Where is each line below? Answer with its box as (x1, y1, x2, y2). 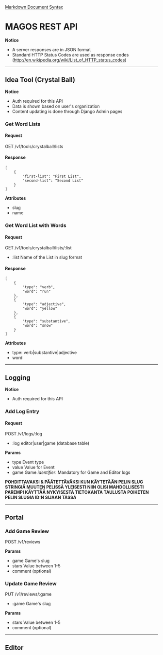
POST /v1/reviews (5, 539, 41, 545)
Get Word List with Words (5, 222, 66, 228)
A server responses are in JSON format (12, 46, 91, 53)
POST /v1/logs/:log (5, 431, 43, 437)
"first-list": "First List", (22, 174, 81, 179)
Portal (5, 513, 24, 522)
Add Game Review (5, 528, 49, 535)
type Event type (12, 459, 44, 465)
